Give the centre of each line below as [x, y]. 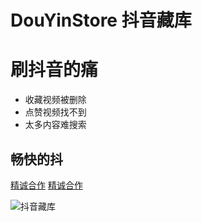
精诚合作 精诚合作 [46, 185]
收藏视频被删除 [55, 100]
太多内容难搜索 [55, 125]
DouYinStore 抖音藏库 [101, 20]
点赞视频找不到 [55, 112]
